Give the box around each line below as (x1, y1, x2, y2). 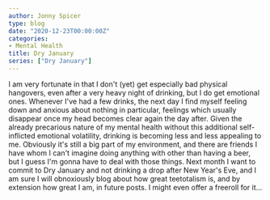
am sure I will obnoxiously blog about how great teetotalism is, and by (8, 173, 241, 183)
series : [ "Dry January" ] (8, 57, 92, 66)
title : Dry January (8, 49, 74, 57)
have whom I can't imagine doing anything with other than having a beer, (8, 147, 251, 158)
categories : (8, 34, 49, 43)
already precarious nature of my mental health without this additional (8, 122, 238, 132)
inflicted (8, 130, 36, 140)
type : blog (8, 19, 45, 28)
